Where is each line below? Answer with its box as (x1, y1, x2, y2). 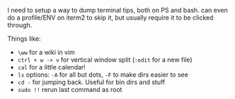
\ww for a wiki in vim (17, 48, 76, 56)
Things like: (7, 34, 41, 43)
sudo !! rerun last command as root (17, 86, 122, 93)
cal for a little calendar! (17, 63, 86, 71)
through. (7, 21, 33, 29)
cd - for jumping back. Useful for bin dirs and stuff (17, 78, 166, 86)
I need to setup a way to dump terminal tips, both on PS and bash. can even (7, 6, 228, 14)
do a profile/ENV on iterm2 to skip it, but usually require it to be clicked (7, 13, 214, 22)
